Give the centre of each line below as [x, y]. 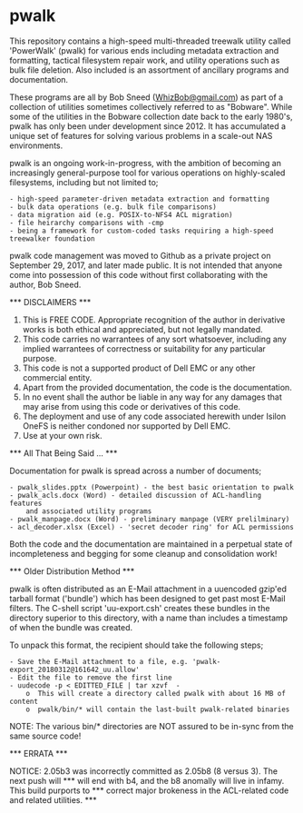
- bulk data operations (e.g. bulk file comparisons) [113, 207]
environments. [36, 145]
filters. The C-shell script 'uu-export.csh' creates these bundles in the [140, 608]
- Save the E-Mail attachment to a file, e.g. [99, 661]
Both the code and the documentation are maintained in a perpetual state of [151, 544]
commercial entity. [57, 377]
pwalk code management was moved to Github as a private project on [140, 255]
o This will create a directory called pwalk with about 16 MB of [156, 693]
